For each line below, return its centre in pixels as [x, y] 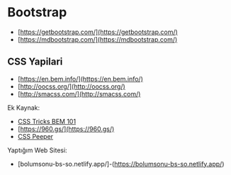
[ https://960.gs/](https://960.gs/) [66, 129]
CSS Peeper [35, 136]
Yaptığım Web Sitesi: [37, 150]
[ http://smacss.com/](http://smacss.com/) [79, 94]
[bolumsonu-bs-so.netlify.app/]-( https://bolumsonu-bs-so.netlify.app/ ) [121, 164]
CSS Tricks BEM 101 [47, 121]
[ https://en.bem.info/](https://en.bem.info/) [80, 79]
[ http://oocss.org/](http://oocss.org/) [71, 86]
